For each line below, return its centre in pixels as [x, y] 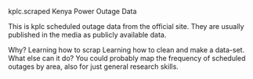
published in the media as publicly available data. [87, 35]
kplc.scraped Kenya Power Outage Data [72, 11]
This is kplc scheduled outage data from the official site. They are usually [126, 26]
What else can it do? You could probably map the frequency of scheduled [127, 58]
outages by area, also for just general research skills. [93, 66]
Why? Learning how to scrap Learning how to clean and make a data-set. [127, 50]
